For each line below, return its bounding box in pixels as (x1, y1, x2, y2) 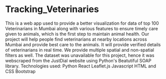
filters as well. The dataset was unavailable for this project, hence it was (5, 52, 154, 58)
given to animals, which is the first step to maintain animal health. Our (5, 31, 149, 37)
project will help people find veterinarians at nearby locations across (5, 36, 147, 42)
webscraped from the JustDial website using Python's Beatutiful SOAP (5, 57, 152, 63)
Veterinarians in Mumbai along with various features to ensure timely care (5, 25, 158, 31)
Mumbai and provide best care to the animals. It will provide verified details (5, 41, 161, 47)
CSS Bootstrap (5, 68, 36, 74)
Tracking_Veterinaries (5, 4, 99, 15)
